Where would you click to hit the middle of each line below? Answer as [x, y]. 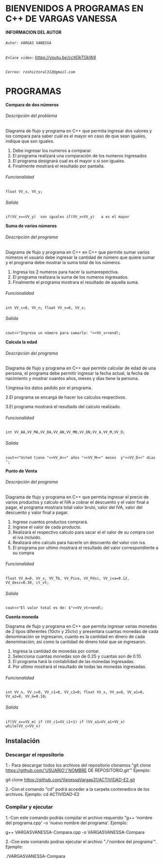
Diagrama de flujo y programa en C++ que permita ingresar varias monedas [81, 626]
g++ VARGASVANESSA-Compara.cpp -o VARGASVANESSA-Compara [75, 832]
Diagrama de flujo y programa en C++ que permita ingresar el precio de [77, 497]
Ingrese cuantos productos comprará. [50, 522]
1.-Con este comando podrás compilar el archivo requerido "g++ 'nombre [79, 817]
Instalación [23, 741]
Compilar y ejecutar [29, 807]
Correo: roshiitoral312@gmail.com [41, 72]
